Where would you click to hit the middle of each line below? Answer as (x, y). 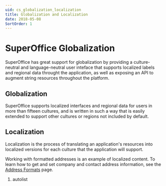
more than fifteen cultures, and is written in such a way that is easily (75, 111)
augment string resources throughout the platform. (57, 78)
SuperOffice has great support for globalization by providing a (69, 62)
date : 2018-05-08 (23, 19)
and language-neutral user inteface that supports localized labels (88, 67)
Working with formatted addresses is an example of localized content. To (80, 159)
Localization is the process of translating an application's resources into (79, 144)
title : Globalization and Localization (47, 14)
